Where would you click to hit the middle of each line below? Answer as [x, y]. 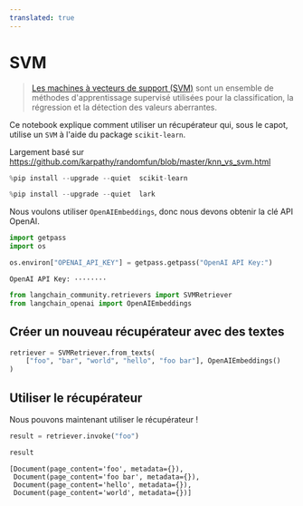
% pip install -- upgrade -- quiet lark [82, 195]
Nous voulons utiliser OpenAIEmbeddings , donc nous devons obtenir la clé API [151, 212]
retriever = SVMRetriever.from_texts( [82, 353]
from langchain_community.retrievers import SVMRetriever [121, 295]
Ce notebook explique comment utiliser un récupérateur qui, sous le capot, [149, 124]
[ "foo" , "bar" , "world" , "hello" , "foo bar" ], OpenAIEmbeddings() [153, 361]
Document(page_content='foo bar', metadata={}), [107, 477]
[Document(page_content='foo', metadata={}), [96, 469]
